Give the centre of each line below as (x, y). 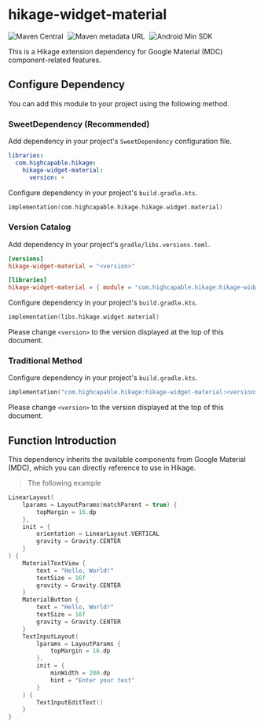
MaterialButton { (51, 600)
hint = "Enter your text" (92, 680)
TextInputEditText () (70, 702)
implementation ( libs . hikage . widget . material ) (84, 317)
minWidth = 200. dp (80, 673)
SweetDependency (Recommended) (79, 124)
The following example (64, 483)
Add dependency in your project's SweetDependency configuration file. (120, 141)
